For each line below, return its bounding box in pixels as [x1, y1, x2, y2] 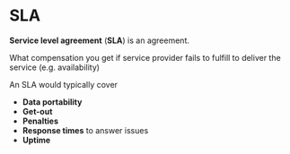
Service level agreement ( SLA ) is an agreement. [9, 35, 190, 46]
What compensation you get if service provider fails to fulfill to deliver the [9, 52, 281, 63]
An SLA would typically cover [9, 79, 119, 90]
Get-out [22, 106, 53, 116]
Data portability [22, 96, 83, 107]
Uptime [22, 134, 51, 145]
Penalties [22, 115, 59, 126]
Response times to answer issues [22, 124, 149, 135]
